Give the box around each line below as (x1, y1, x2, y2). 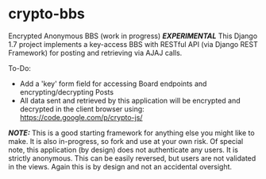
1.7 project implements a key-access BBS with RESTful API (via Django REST (8, 39, 258, 49)
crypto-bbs (8, 5, 86, 23)
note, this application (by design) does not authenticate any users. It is (8, 145, 238, 154)
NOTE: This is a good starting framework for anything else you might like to (8, 128, 256, 138)
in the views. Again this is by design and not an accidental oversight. (8, 161, 233, 171)
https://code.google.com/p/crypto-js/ (19, 112, 143, 122)
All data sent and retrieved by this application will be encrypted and (19, 95, 241, 105)
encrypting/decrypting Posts (19, 87, 114, 96)
